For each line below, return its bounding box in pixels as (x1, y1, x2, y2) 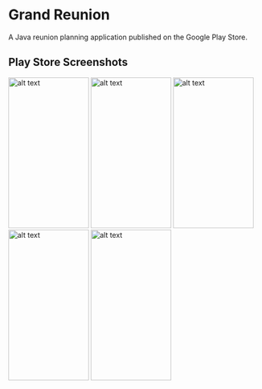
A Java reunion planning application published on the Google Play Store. (8, 32, 248, 42)
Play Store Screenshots (8, 55, 129, 69)
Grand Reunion (8, 6, 110, 24)
